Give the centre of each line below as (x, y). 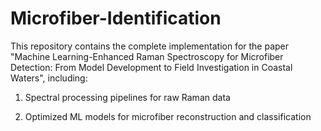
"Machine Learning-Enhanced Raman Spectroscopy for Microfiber (147, 56)
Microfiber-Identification (116, 18)
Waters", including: (49, 78)
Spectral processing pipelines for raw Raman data (127, 97)
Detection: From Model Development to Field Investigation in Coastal (151, 67)
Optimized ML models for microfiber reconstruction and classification (168, 116)
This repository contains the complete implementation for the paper (150, 46)
